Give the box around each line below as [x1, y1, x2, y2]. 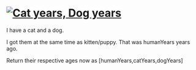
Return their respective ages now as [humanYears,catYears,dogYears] [6, 56, 183, 64]
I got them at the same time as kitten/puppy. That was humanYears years [6, 38, 190, 45]
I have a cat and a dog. [6, 26, 64, 34]
